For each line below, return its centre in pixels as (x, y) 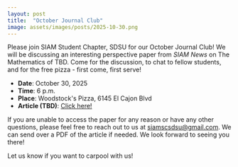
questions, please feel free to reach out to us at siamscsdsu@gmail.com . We (119, 127)
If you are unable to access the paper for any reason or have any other (111, 120)
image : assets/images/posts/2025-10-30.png (73, 27)
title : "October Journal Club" (55, 21)
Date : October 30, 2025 (53, 83)
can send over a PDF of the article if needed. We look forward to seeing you (118, 134)
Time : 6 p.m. (36, 91)
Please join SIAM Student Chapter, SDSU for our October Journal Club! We (117, 47)
